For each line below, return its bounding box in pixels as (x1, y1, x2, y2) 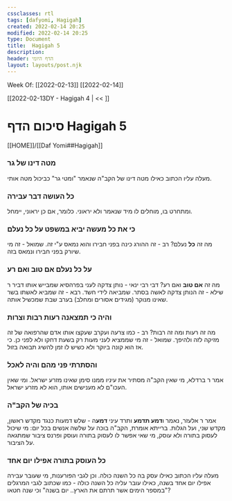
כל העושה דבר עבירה (7, 191, 75, 201)
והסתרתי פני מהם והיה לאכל (7, 360, 98, 370)
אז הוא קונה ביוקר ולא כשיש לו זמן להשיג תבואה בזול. (7, 343, 143, 352)
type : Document (7, 36, 51, 43)
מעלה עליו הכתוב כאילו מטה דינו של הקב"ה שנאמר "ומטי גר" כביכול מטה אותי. (7, 174, 212, 182)
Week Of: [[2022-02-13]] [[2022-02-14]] (7, 80, 124, 89)
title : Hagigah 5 (7, 42, 60, 49)
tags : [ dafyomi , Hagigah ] (7, 17, 82, 24)
